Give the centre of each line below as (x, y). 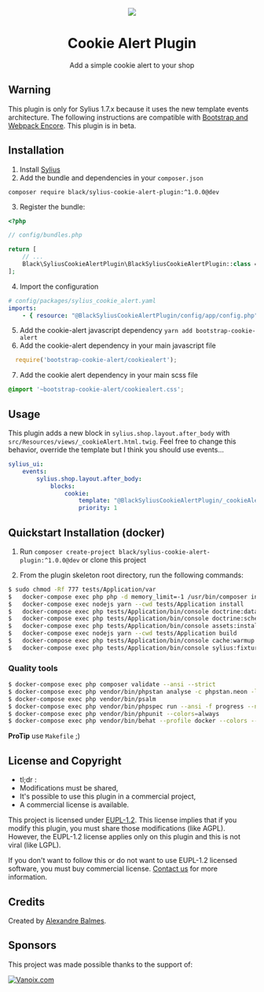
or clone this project (114, 559)
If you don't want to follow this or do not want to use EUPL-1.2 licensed (123, 861)
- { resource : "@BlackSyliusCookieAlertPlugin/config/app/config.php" (140, 315)
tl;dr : (28, 780)
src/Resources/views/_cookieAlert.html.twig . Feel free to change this (122, 441)
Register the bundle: (52, 207)
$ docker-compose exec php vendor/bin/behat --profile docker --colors (128, 721)
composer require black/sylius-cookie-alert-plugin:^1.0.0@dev (114, 192)
